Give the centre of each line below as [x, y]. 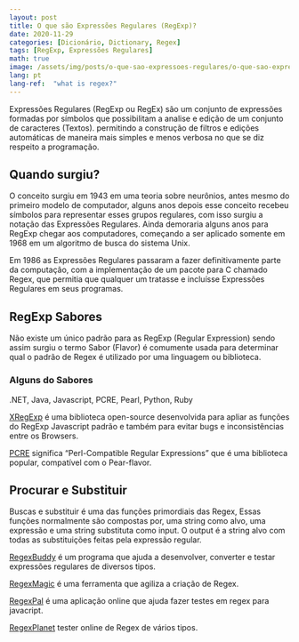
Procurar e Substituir [68, 490]
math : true [29, 59]
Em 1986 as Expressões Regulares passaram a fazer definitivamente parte [145, 261]
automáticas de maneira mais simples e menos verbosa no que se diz [137, 137]
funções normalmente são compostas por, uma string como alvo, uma [137, 521]
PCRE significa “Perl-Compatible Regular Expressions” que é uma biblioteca [149, 453]
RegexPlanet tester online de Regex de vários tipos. [104, 628]
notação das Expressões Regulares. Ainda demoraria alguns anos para [139, 224]
